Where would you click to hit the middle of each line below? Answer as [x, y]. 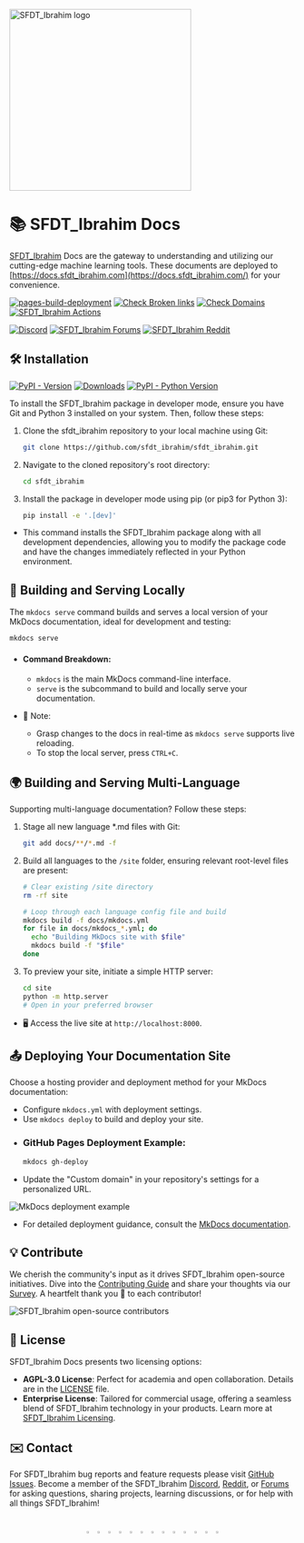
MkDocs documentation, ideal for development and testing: [120, 622]
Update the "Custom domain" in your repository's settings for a [141, 1179]
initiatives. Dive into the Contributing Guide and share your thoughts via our [150, 1284]
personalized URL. [57, 1189]
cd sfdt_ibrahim [53, 481]
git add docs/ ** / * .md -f [69, 843]
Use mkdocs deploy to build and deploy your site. [113, 1120]
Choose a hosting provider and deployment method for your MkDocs [138, 1082]
